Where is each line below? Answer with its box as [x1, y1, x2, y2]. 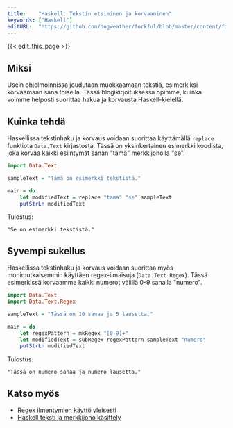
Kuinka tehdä [7, 115, 66, 127]
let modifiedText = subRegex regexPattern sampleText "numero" [19, 336, 207, 343]
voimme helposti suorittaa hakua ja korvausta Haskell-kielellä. [7, 95, 184, 104]
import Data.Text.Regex [7, 298, 76, 306]
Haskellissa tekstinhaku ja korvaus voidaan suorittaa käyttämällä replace [7, 134, 214, 142]
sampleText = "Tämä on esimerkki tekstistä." [7, 174, 141, 181]
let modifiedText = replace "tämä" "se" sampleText [19, 194, 172, 201]
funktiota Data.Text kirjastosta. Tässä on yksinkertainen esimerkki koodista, [7, 142, 223, 149]
